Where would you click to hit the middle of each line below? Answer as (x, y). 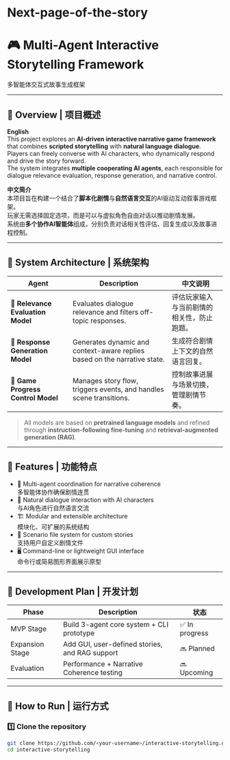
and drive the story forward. (47, 161)
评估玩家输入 (192, 297)
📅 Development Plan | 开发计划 (73, 591)
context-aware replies (109, 350)
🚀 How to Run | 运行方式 (58, 706)
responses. (108, 321)
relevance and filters (106, 312)
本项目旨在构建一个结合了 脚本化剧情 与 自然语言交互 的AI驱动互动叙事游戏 (109, 198)
